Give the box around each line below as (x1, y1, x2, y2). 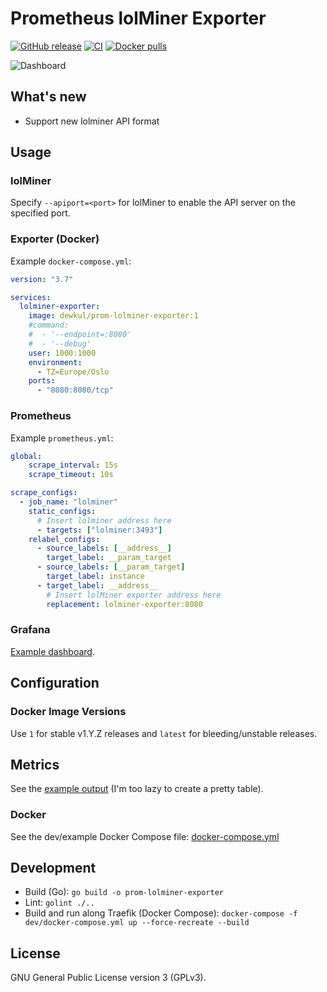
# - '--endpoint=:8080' (28, 330, 132, 340)
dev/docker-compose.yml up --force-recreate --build (24, 918, 250, 928)
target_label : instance (46, 572, 145, 582)
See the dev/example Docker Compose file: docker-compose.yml (10, 830, 280, 842)
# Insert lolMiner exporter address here (46, 590, 222, 600)
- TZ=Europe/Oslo (36, 367, 110, 377)
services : (10, 292, 52, 302)
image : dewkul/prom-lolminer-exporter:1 (28, 311, 199, 321)
